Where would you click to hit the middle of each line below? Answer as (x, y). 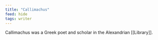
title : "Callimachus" (27, 10)
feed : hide (16, 14)
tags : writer (19, 19)
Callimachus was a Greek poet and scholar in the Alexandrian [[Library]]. (79, 33)
